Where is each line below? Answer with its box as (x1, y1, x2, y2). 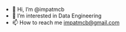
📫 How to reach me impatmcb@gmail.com (12, 19, 120, 26)
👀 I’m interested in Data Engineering (12, 12, 102, 19)
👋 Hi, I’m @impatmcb (12, 6, 65, 13)
